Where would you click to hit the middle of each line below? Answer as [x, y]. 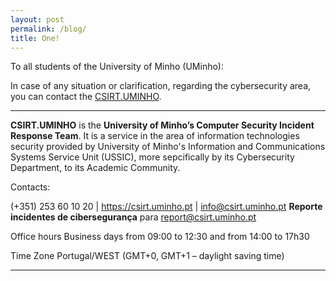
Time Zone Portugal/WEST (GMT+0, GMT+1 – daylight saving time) [147, 256]
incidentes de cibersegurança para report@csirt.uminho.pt [133, 217]
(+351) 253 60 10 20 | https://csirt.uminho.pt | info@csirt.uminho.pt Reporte [166, 207]
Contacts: [30, 187]
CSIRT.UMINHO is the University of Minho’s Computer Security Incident [162, 125]
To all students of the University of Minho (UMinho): [117, 67]
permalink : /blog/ [48, 29]
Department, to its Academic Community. [95, 168]
